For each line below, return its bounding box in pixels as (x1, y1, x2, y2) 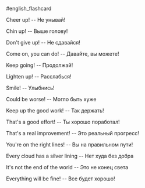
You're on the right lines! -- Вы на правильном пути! (6, 141, 133, 148)
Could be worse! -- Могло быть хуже (6, 96, 97, 102)
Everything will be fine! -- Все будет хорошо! (6, 175, 115, 182)
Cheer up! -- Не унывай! (6, 16, 66, 23)
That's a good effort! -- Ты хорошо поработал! (6, 118, 120, 125)
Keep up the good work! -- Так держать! (6, 107, 104, 114)
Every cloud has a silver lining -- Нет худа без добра (6, 152, 134, 159)
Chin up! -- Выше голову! (6, 28, 68, 35)
